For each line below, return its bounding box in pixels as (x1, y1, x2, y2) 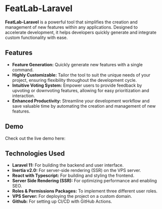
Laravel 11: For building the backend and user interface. (12, 162, 124, 168)
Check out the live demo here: (5, 135, 66, 141)
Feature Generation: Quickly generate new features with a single (12, 61, 143, 67)
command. (12, 67, 34, 73)
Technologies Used (5, 149, 65, 157)
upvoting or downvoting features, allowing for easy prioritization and (12, 87, 149, 93)
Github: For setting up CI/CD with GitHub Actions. (12, 198, 112, 205)
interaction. (12, 93, 35, 98)
